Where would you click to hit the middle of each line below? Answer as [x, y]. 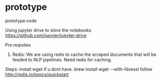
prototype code [21, 21]
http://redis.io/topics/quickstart [37, 74]
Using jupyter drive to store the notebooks [48, 30]
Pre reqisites [18, 45]
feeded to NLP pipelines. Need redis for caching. [62, 59]
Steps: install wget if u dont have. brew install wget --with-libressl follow [79, 69]
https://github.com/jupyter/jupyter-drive [46, 35]
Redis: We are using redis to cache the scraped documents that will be [84, 54]
